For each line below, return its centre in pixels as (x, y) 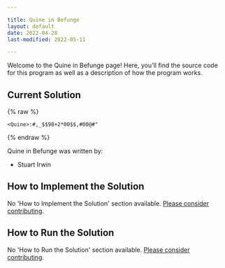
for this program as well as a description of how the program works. (105, 73)
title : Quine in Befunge (43, 20)
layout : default (31, 26)
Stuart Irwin (34, 164)
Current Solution (44, 95)
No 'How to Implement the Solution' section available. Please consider (108, 203)
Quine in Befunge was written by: (55, 151)
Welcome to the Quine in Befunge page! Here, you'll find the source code (113, 65)
